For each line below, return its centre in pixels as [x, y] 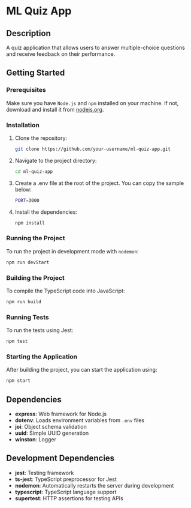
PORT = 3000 [27, 200]
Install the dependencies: [46, 212]
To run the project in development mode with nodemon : [72, 251]
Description [28, 33]
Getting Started [36, 73]
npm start [19, 381]
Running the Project [36, 238]
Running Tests [28, 317]
